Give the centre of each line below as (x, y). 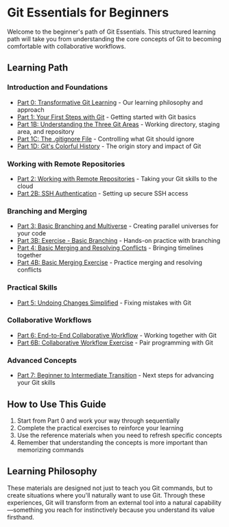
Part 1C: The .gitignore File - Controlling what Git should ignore (106, 139)
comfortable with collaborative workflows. (67, 46)
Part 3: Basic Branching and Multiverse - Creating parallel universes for (118, 226)
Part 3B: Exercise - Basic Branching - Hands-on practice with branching (119, 241)
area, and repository (46, 131)
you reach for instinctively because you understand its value (130, 510)
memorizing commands (50, 449)
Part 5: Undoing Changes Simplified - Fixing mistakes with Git (104, 303)
